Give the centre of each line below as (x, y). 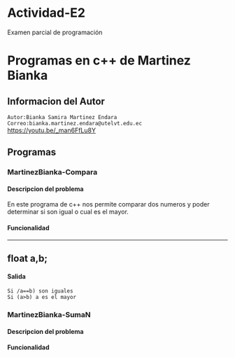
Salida (16, 276)
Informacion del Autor (56, 101)
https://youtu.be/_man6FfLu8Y (52, 130)
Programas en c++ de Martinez (99, 61)
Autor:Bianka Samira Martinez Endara (62, 117)
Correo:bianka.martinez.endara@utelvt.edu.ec (74, 123)
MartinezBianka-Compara (52, 172)
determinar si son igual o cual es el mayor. (68, 212)
